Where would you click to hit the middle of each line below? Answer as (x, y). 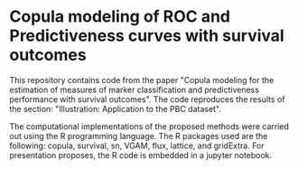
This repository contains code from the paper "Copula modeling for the (142, 80)
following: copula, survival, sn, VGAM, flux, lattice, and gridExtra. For (137, 146)
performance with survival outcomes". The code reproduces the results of (147, 99)
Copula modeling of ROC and (120, 17)
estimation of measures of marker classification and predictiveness (135, 89)
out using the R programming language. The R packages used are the (139, 136)
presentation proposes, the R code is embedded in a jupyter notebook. (141, 155)
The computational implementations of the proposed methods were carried (149, 126)
